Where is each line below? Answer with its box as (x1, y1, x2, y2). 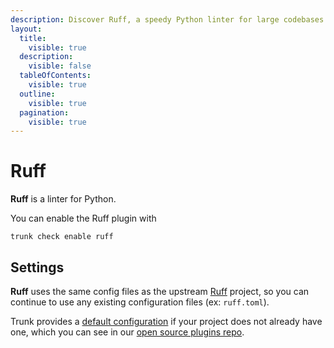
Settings (10, 259, 65, 276)
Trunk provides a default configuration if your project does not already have (10, 316, 323, 327)
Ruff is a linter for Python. (10, 193, 117, 205)
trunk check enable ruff (10, 232, 114, 242)
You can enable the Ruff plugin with (10, 212, 157, 225)
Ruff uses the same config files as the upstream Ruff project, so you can (10, 286, 310, 297)
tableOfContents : (19, 71, 92, 81)
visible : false (28, 61, 92, 71)
